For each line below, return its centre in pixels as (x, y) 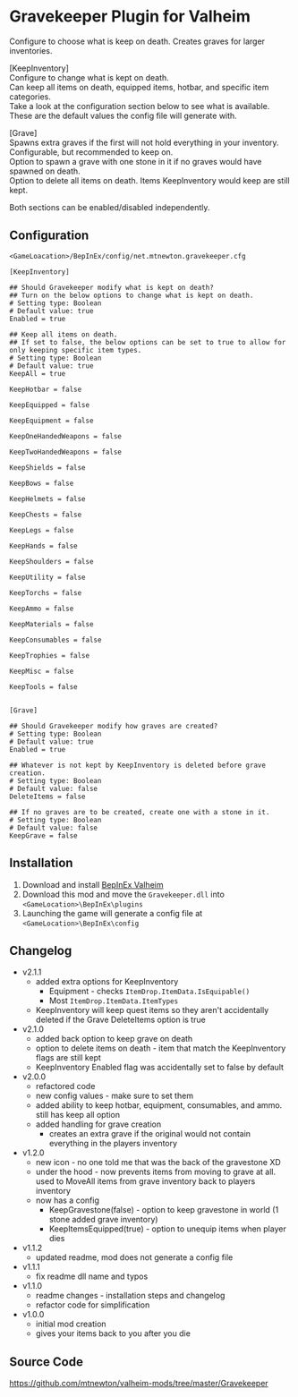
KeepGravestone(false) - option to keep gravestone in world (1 (164, 1210)
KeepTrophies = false (50, 655)
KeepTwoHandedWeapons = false (66, 452)
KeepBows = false (42, 483)
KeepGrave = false (43, 835)
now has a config (68, 1200)
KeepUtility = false (48, 577)
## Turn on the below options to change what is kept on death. (132, 295)
